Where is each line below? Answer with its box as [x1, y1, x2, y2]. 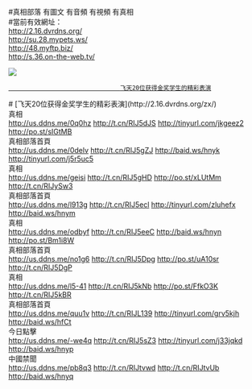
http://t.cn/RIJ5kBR [8, 290, 72, 300]
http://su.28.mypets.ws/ [8, 35, 89, 44]
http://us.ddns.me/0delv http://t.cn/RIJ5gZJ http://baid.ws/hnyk [8, 146, 220, 155]
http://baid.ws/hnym [8, 209, 76, 217]
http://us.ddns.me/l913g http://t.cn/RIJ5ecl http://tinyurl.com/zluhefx [8, 200, 236, 209]
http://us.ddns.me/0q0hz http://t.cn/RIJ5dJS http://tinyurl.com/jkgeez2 [8, 118, 244, 127]
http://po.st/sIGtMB [8, 127, 72, 136]
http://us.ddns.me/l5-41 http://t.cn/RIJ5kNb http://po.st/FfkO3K [8, 281, 219, 291]
